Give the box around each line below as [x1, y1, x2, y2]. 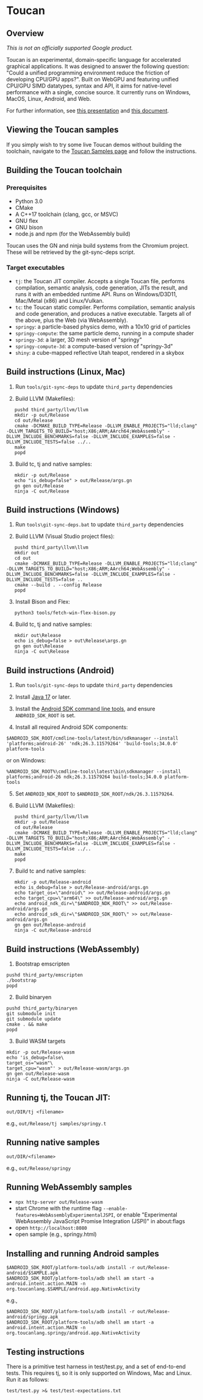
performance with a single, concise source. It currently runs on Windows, [6, 89, 191, 95]
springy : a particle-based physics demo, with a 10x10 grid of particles [15, 322, 191, 330]
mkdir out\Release [14, 633, 62, 639]
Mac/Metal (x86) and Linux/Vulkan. [15, 297, 104, 304]
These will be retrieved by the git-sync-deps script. [6, 248, 135, 256]
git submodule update [6, 1016, 62, 1022]
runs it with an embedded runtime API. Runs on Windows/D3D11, [15, 290, 177, 297]
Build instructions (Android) [6, 665, 115, 676]
